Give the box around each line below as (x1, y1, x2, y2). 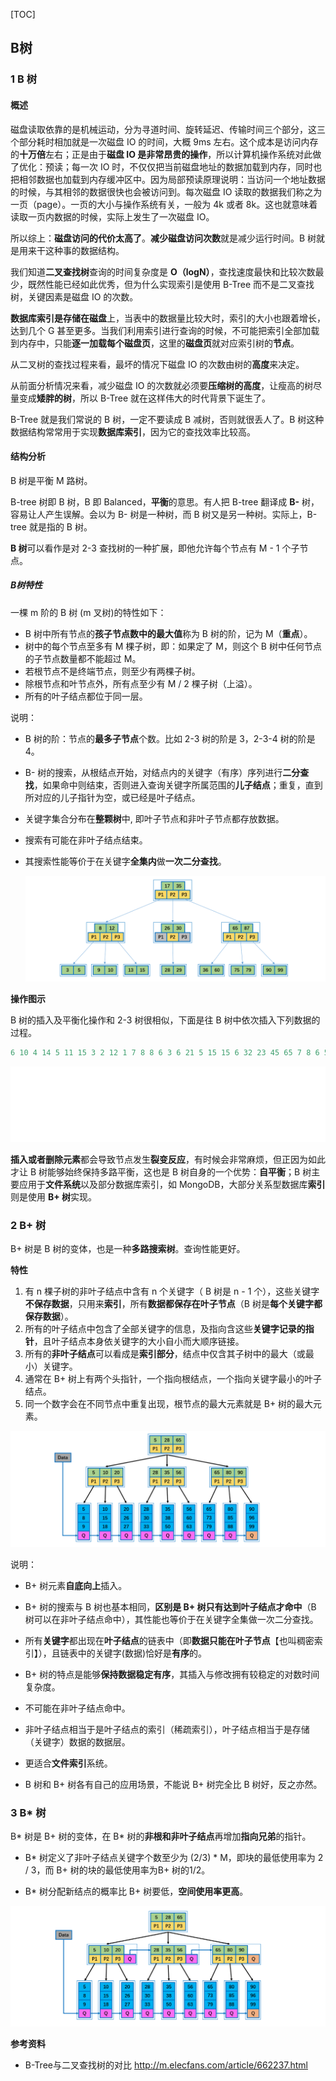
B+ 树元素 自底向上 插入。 (24, 1580, 128, 1592)
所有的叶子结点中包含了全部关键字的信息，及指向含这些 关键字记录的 (24, 1323, 306, 1335)
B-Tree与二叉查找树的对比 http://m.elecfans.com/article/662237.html (24, 2059, 309, 2071)
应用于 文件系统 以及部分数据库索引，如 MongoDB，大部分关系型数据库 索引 (18, 1178, 326, 1190)
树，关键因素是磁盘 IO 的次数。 (10, 290, 139, 303)
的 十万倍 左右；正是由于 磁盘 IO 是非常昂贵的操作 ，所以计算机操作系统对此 (10, 148, 313, 160)
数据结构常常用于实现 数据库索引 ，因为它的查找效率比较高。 (10, 425, 256, 438)
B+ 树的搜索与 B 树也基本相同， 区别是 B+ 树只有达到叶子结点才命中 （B (24, 1601, 317, 1613)
